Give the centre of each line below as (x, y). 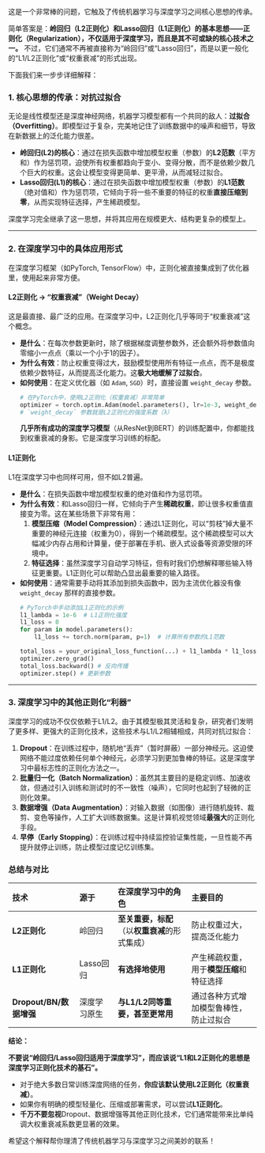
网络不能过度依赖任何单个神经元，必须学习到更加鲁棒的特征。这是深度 (134, 757)
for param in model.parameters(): (76, 630)
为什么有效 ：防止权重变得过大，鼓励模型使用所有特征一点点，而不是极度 (137, 362)
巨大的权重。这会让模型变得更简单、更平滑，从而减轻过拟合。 (127, 173)
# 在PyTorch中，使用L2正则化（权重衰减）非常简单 (92, 397)
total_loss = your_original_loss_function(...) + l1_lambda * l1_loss (138, 651)
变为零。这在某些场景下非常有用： (82, 514)
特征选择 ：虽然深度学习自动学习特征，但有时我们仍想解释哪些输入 (138, 563)
